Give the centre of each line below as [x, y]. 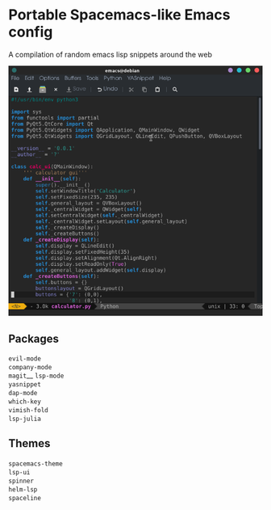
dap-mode [23, 394]
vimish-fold [28, 411]
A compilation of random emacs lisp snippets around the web [110, 54]
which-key [25, 402]
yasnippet [25, 385]
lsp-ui [19, 472]
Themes [29, 443]
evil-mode [25, 359]
